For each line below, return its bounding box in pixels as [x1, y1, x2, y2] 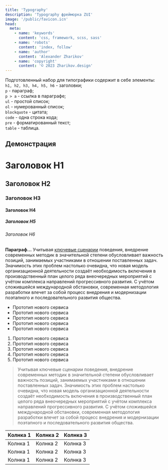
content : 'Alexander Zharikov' [18, 54, 84, 59]
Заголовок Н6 [5, 231, 35, 237]
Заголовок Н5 [5, 219, 36, 225]
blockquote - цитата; [5, 109, 48, 115]
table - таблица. [5, 125, 40, 131]
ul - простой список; [5, 98, 50, 104]
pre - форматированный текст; [5, 120, 71, 126]
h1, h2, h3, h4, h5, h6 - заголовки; [5, 82, 83, 88]
